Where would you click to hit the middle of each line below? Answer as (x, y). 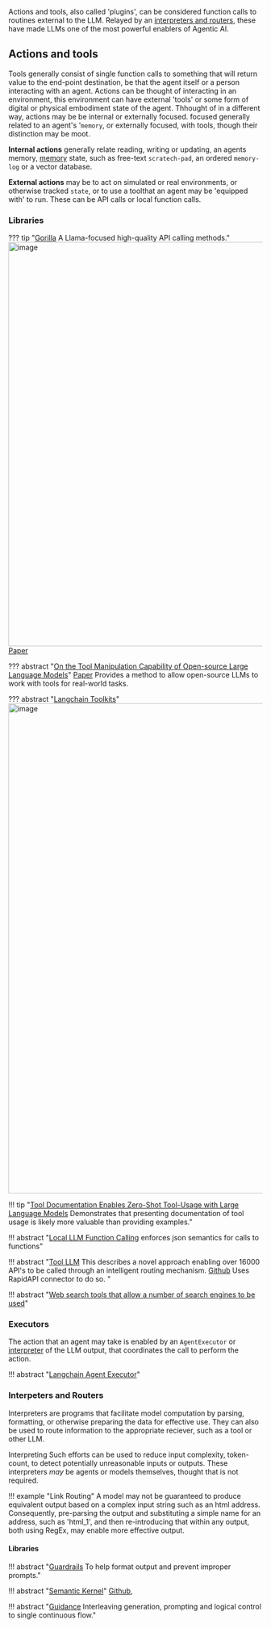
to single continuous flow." (52, 1615)
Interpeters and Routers (56, 1395)
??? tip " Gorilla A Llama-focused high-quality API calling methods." (119, 238)
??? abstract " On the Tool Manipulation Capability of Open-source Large (128, 666)
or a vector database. (57, 166)
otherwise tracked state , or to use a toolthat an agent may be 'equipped (128, 191)
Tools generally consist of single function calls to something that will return (133, 73)
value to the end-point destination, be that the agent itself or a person (124, 82)
